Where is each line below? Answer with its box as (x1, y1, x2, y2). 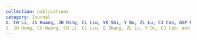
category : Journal (5, 14, 51, 20)
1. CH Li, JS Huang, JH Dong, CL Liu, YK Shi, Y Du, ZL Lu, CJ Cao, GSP (5, 19, 188, 25)
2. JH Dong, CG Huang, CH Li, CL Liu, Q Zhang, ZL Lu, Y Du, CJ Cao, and (5, 25, 191, 31)
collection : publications (5, 8, 69, 15)
